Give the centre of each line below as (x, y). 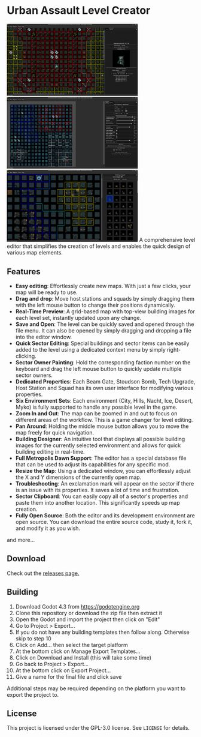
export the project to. (33, 694)
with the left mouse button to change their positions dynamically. (95, 305)
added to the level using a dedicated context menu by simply (91, 349)
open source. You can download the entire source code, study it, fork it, (104, 522)
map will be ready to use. (46, 292)
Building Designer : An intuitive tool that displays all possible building (100, 439)
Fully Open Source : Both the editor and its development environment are (105, 515)
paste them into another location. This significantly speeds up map (98, 502)
